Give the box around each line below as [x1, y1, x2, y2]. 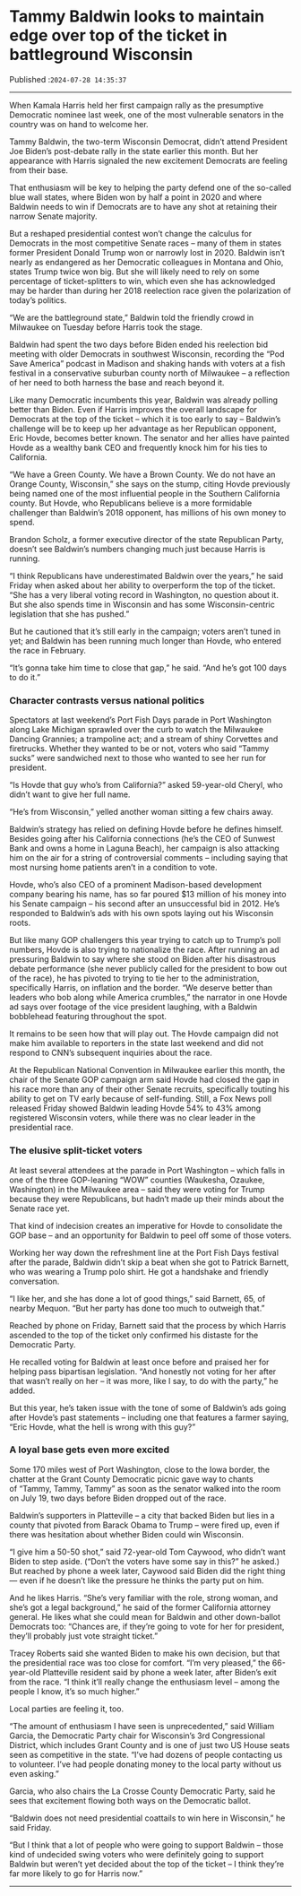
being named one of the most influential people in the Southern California [9, 488, 280, 498]
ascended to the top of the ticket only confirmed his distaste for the [9, 1329, 259, 1340]
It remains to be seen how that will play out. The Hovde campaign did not [9, 1028, 279, 1039]
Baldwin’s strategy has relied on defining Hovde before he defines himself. [9, 824, 284, 835]
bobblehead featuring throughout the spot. [9, 1011, 168, 1022]
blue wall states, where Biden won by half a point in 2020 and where [9, 191, 262, 203]
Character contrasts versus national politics [9, 694, 205, 706]
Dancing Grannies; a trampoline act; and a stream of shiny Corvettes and [9, 733, 279, 745]
